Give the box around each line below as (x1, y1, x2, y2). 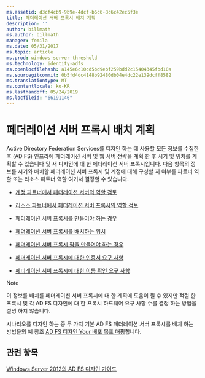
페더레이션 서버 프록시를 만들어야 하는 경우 (15, 215, 118, 222)
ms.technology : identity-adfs (6, 60, 84, 66)
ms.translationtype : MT (6, 77, 68, 84)
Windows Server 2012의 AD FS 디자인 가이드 (6, 365, 117, 372)
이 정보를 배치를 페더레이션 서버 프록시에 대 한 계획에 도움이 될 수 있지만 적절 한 (6, 291, 196, 299)
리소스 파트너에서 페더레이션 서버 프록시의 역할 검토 (15, 201, 139, 209)
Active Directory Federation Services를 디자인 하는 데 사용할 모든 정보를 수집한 (6, 144, 199, 152)
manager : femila (6, 37, 48, 44)
